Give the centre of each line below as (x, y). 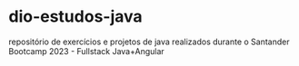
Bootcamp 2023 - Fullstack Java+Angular (86, 51)
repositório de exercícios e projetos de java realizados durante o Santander (149, 42)
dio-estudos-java (75, 17)
